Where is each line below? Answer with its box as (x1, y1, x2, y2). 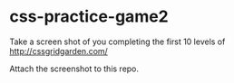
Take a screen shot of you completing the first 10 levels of (9, 36, 226, 47)
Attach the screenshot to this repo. (9, 63, 139, 74)
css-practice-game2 (9, 6, 170, 27)
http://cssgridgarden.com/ (9, 45, 109, 56)
